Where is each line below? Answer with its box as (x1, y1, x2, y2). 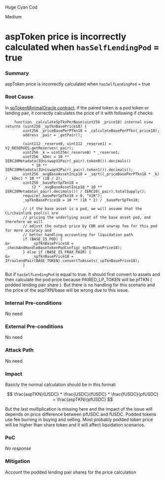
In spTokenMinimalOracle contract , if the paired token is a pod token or (5, 105, 149, 110)
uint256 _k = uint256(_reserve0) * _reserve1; (23, 150, 120, 155)
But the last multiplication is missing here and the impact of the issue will (5, 406, 153, 412)
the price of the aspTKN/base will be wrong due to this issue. (5, 287, 129, 293)
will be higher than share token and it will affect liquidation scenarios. (5, 422, 145, 427)
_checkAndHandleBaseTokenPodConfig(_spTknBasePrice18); (5, 245, 122, 250)
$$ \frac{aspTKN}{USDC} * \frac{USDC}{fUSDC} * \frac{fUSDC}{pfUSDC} (7, 391, 159, 397)
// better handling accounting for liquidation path (23, 232, 133, 237)
